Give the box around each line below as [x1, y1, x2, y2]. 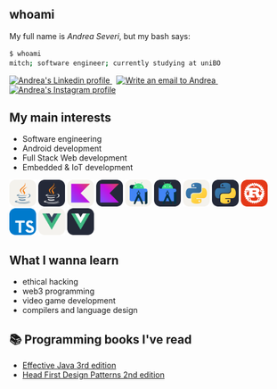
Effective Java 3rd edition [21, 360, 117, 370]
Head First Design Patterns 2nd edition [21, 369, 165, 380]
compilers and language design [21, 305, 138, 316]
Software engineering [21, 134, 102, 145]
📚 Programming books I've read [9, 332, 192, 347]
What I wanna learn [9, 252, 119, 268]
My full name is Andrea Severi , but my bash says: [9, 30, 191, 41]
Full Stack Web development [21, 153, 127, 163]
